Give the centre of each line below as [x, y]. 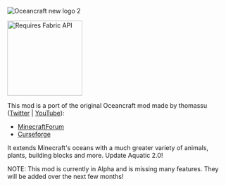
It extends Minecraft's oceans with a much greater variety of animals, [108, 148]
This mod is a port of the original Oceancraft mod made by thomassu [107, 105]
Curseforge [34, 134]
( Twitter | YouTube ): [36, 113]
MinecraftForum [41, 126]
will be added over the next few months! [65, 176]
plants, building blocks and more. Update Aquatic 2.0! [85, 155]
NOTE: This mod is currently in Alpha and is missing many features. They [113, 169]
